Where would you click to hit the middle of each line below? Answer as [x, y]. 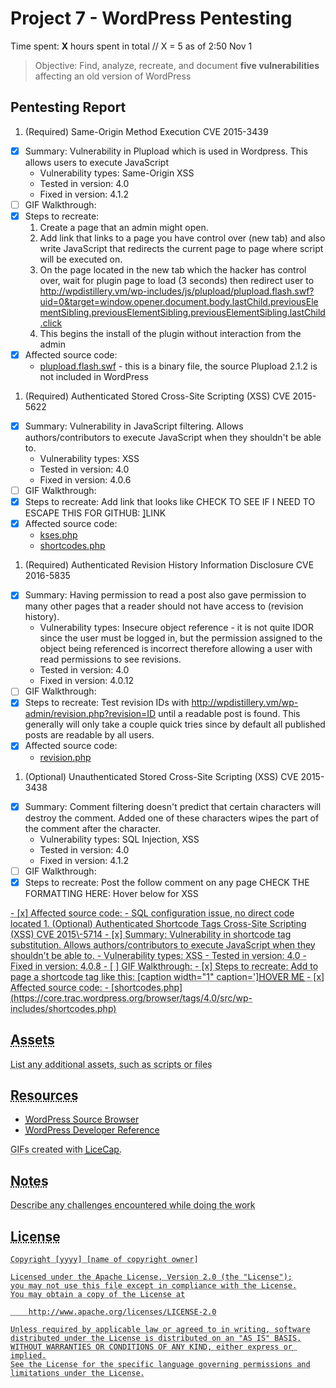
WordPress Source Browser [82, 1119]
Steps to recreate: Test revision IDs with [107, 703]
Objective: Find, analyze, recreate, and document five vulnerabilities [177, 65]
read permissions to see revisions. [110, 659]
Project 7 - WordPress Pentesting [151, 18]
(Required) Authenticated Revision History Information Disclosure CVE [169, 565]
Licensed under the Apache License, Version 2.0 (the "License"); [151, 1277]
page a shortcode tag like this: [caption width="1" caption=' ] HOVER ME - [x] [167, 976]
